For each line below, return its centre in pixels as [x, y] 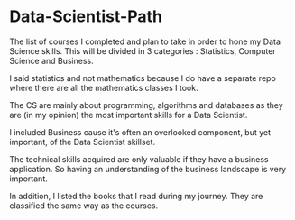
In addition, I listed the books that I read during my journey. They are [136, 196]
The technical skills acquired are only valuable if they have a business [139, 159]
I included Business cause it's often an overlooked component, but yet [140, 132]
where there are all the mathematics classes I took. [104, 87]
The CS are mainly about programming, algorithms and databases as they [147, 105]
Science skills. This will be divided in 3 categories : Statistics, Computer [143, 50]
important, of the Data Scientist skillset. [83, 142]
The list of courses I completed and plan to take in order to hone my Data [145, 41]
